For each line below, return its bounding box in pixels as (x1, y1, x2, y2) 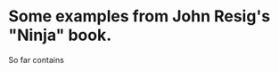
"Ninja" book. (8, 25, 112, 45)
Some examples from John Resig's (8, 6, 271, 27)
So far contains (8, 54, 64, 65)
